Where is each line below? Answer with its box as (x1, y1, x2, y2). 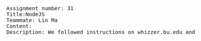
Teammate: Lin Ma (6, 17, 58, 23)
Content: (6, 23, 32, 29)
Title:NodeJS (6, 11, 46, 17)
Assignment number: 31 (6, 5, 74, 11)
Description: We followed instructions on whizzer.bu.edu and (6, 29, 196, 35)
